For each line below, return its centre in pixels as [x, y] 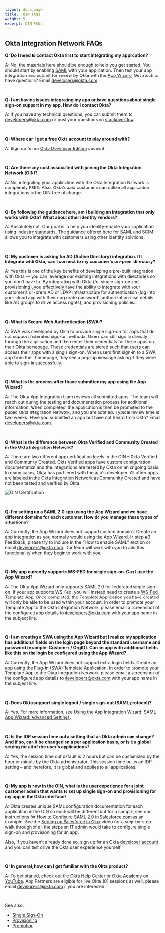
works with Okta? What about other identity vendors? [61, 217]
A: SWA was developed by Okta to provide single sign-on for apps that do [80, 332]
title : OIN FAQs [23, 14]
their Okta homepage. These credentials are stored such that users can [78, 347]
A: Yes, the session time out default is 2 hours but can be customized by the [82, 757]
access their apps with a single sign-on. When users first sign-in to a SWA [81, 352]
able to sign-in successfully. [34, 363]
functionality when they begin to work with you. [53, 553]
